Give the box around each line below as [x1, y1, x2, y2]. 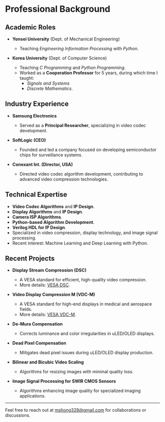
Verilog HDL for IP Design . [12, 224, 66, 230]
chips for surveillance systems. [19, 151, 82, 158]
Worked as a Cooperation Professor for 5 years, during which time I [19, 70, 158, 76]
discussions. [5, 412, 30, 419]
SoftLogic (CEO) [12, 137, 46, 143]
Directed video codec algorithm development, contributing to [19, 171, 143, 177]
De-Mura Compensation [12, 321, 63, 327]
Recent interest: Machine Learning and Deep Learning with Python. [12, 240, 148, 246]
